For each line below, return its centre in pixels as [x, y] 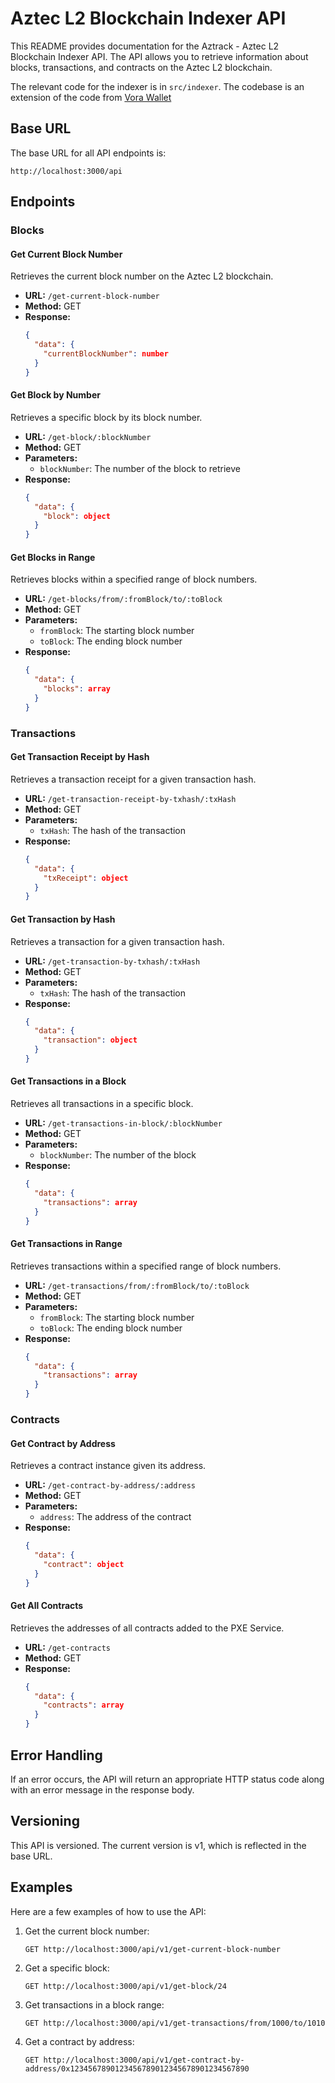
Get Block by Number [55, 395]
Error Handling [56, 1755]
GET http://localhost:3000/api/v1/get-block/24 [125, 1986]
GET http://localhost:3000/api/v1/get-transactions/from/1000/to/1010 [175, 2023]
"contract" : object [84, 1564]
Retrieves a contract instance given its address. [108, 1466]
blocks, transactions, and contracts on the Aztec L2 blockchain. [141, 67]
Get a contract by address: [79, 2041]
